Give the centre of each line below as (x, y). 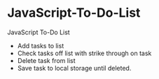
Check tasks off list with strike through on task (84, 53)
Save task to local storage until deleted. (74, 68)
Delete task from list (46, 60)
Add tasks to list (41, 45)
